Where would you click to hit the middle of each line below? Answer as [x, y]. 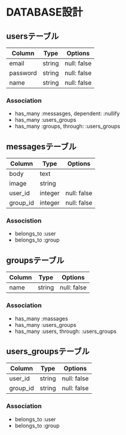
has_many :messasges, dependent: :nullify [67, 113]
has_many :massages [42, 318]
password [23, 73]
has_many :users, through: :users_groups [66, 331]
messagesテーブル [41, 146]
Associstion [24, 221]
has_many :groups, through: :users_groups [67, 127]
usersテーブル [33, 36]
